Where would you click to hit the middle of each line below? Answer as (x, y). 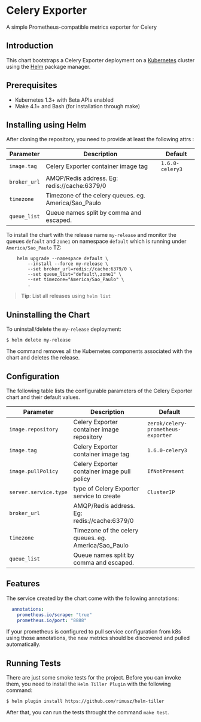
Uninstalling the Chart (48, 315)
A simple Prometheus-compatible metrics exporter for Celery (82, 27)
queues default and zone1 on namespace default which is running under (96, 241)
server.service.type (38, 492)
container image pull (102, 471)
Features (23, 584)
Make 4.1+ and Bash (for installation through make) (77, 106)
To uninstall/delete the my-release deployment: (64, 329)
